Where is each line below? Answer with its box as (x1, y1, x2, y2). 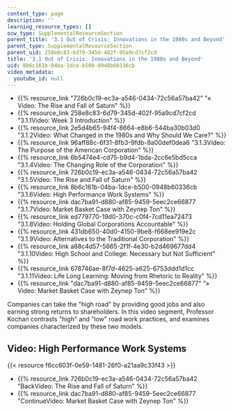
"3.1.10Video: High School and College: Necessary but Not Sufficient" (17, 250, 216, 258)
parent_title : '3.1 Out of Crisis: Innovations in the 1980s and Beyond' (7, 36, 226, 43)
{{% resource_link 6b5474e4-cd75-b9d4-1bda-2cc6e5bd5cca (17, 153, 198, 162)
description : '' (7, 17, 54, 24)
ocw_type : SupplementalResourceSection (7, 29, 123, 37)
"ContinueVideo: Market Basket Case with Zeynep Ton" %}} (17, 397, 189, 405)
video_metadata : (7, 68, 54, 75)
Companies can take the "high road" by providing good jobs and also (7, 300, 205, 309)
